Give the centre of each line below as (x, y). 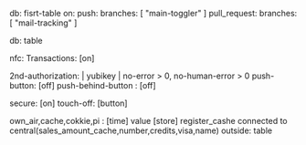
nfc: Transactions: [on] (52, 58)
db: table (26, 41)
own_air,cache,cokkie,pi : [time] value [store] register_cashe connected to (148, 121)
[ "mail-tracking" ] (43, 23)
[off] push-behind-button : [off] (97, 85)
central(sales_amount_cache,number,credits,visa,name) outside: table (141, 130)
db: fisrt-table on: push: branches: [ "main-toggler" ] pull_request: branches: (153, 13)
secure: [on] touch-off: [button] (69, 103)
